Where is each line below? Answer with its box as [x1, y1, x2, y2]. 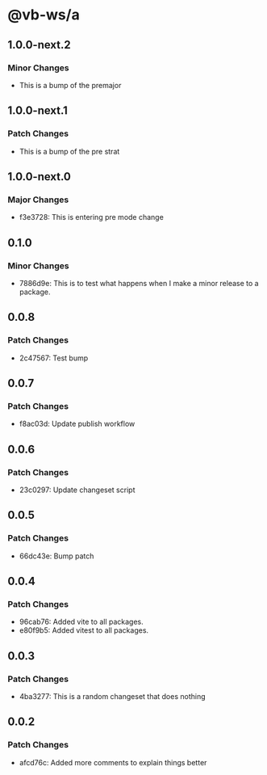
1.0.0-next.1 [7, 103, 68, 118]
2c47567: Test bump [19, 353, 89, 363]
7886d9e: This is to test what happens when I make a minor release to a [19, 278, 259, 288]
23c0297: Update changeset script [19, 485, 136, 495]
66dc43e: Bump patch [19, 551, 94, 561]
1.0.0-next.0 [7, 170, 72, 183]
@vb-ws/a [7, 6, 80, 24]
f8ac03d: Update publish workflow [19, 419, 136, 429]
